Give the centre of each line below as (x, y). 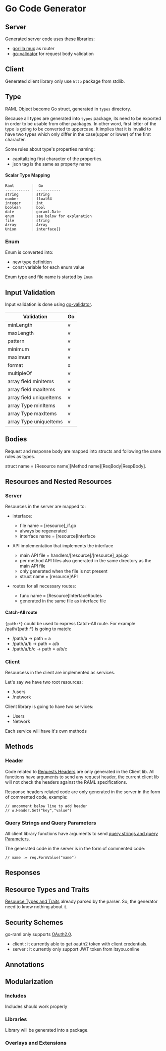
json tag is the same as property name (52, 164)
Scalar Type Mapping (28, 175)
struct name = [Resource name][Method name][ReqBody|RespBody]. (76, 466)
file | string (28, 220)
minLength (20, 325)
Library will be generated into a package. (47, 1030)
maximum (19, 357)
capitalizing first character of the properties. (57, 159)
